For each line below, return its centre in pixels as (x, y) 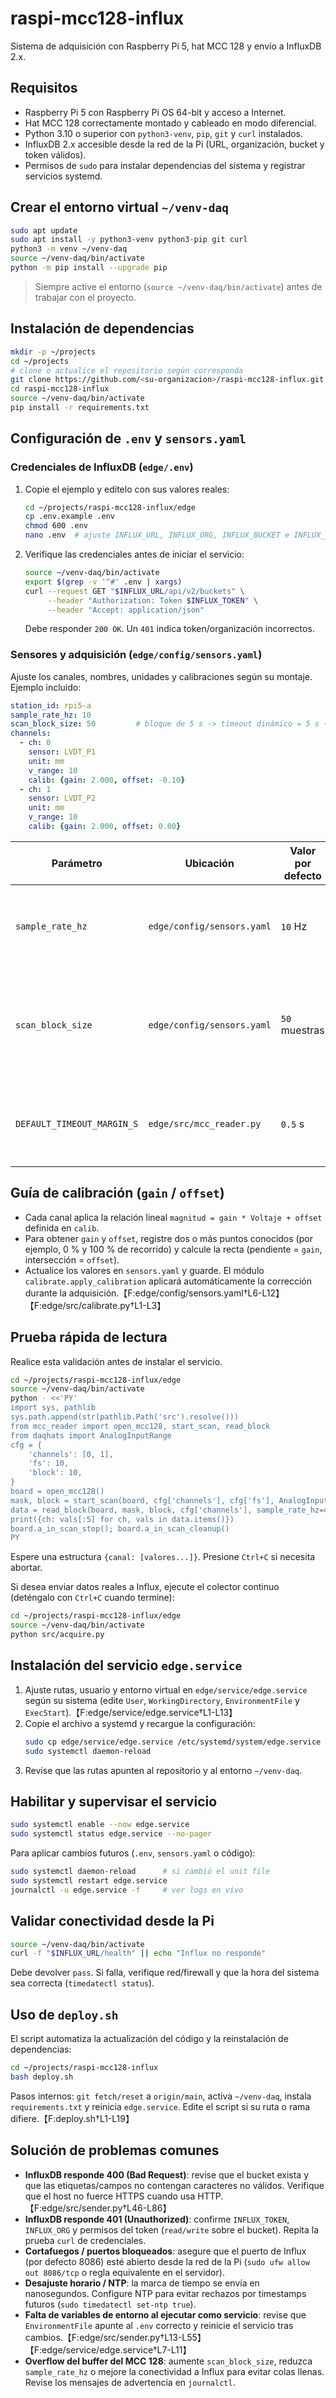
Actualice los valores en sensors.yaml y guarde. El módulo (144, 1270)
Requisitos (44, 88)
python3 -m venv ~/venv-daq (69, 249)
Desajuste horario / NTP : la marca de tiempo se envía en (142, 2283)
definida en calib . (62, 1228)
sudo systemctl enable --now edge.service (100, 1825)
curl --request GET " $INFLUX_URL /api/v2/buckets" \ (134, 591)
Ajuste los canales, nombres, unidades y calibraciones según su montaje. (161, 676)
